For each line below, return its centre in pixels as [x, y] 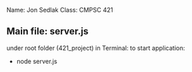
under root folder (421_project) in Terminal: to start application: [96, 48]
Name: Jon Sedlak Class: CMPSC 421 [60, 10]
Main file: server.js [48, 31]
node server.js [37, 61]
